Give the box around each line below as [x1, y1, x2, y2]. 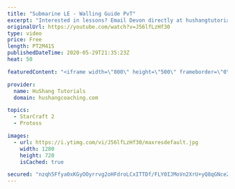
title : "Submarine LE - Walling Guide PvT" [7, 10, 136, 17]
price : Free [7, 36, 42, 43]
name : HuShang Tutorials [13, 87, 86, 94]
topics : [7, 106, 30, 114]
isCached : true [20, 158, 64, 165]
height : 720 [20, 152, 55, 159]
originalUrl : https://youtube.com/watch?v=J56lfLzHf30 [7, 23, 171, 30]
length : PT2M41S [7, 43, 55, 50]
